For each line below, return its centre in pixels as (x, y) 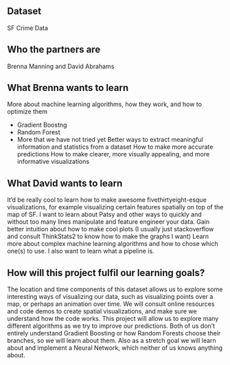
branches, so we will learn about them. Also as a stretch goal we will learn (112, 341)
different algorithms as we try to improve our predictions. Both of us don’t (111, 326)
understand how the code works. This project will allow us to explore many (113, 319)
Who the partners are (54, 50)
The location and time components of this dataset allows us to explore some (115, 289)
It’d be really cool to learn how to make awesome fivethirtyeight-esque (107, 200)
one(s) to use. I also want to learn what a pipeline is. (81, 251)
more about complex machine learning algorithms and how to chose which (113, 244)
